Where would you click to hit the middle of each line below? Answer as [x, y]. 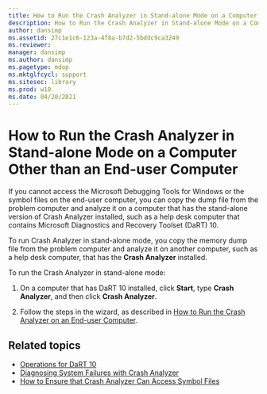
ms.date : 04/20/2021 [43, 97]
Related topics [44, 345]
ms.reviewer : [30, 45]
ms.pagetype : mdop [39, 67]
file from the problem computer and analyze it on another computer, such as [133, 249]
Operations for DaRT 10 [58, 364]
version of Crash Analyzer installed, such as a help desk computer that [124, 217]
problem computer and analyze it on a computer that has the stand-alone [128, 208]
